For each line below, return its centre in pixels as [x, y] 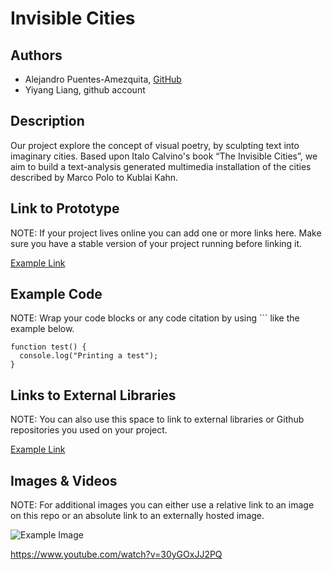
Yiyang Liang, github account [85, 90]
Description [47, 121]
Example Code [56, 294]
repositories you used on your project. [89, 430]
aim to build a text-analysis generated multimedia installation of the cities [161, 166]
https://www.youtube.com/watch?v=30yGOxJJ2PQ [116, 554]
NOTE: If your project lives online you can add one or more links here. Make [166, 233]
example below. [42, 329]
